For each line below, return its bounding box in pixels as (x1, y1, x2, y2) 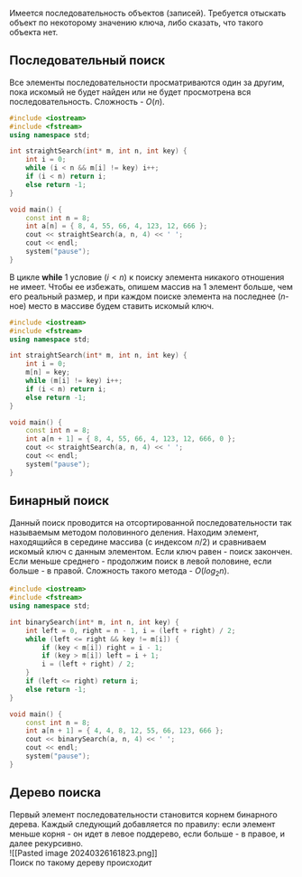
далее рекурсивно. (9, 837, 84, 848)
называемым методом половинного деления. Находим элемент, (9, 527, 260, 537)
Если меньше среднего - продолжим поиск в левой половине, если (9, 555, 272, 566)
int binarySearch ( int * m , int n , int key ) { (9, 618, 179, 627)
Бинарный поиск (9, 493, 110, 508)
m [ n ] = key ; (25, 368, 70, 378)
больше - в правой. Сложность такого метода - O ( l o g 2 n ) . (9, 564, 230, 578)
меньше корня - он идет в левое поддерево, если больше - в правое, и (9, 828, 286, 839)
